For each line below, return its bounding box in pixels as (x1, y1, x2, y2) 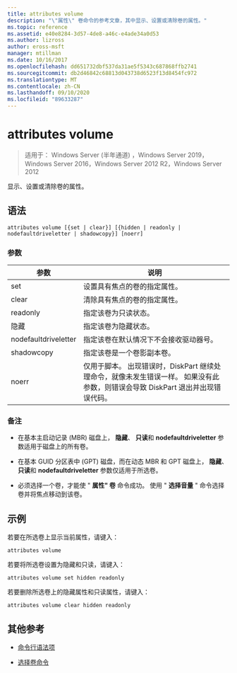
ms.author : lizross (7, 37, 65, 44)
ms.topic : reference (7, 23, 68, 30)
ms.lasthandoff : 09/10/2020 (7, 89, 90, 96)
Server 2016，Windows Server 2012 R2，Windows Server (53, 159, 222, 168)
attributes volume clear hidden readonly (7, 602, 131, 609)
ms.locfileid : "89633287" (7, 96, 83, 103)
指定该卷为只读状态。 (83, 309, 154, 318)
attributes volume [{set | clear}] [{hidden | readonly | (7, 224, 181, 231)
